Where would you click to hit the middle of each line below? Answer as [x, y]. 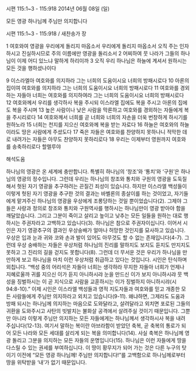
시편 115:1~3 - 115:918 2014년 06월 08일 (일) [58, 9]
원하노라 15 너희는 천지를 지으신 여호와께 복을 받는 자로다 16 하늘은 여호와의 [92, 124]
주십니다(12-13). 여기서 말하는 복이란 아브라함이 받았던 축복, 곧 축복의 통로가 [93, 326]
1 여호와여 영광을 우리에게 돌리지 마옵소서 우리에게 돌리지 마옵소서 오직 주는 [92, 46]
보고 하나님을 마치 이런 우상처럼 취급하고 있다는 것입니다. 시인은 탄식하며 [104, 259]
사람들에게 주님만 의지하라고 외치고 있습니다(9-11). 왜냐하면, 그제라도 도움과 [99, 296]
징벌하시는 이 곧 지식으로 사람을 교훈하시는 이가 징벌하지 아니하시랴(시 [97, 281]
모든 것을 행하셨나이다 [31, 68]
